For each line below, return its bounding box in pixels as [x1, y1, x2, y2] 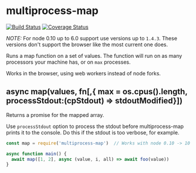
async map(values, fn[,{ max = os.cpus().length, [6, 86, 188, 97]
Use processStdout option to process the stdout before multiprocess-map [6, 123, 184, 130]
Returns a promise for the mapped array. [6, 111, 104, 118]
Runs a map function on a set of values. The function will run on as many [6, 52, 183, 59]
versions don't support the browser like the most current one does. [6, 41, 168, 48]
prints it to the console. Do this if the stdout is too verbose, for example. [6, 129, 180, 136]
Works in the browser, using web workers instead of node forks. [6, 70, 161, 77]
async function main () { [6, 151, 67, 157]
